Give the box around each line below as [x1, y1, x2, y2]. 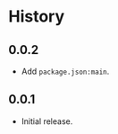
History [8, 6, 65, 27]
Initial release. [21, 115, 73, 127]
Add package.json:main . [21, 66, 110, 76]
